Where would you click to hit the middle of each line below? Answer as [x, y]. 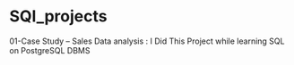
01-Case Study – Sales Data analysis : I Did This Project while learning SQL [147, 41]
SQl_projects [58, 16]
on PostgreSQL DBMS [50, 50]
